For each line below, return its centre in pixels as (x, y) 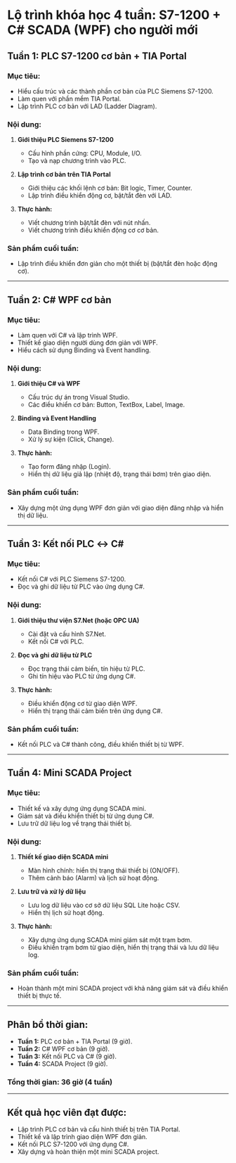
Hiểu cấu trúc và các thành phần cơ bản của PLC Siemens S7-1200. (116, 91)
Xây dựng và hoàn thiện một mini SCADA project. (88, 1152)
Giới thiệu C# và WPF (49, 384)
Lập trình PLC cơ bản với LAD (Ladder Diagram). (87, 106)
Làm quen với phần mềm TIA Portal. (69, 98)
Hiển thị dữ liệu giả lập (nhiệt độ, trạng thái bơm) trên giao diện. (119, 474)
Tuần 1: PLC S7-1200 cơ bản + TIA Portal (97, 56)
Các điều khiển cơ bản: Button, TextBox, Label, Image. (106, 405)
